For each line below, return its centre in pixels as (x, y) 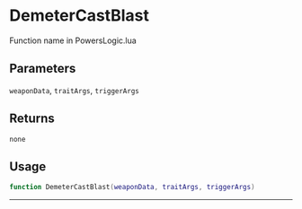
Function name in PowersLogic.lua (73, 40)
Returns (32, 119)
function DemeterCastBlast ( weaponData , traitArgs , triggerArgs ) (132, 187)
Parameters (43, 69)
